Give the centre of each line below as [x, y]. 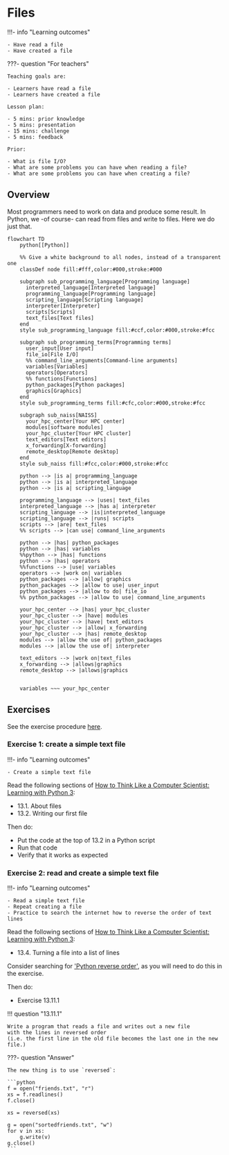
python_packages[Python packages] [75, 385]
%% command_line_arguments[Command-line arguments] [101, 360]
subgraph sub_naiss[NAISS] [58, 415]
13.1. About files [39, 806]
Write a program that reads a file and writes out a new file [99, 1027]
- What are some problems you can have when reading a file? [97, 167]
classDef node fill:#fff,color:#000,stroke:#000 [91, 269]
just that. [20, 226]
